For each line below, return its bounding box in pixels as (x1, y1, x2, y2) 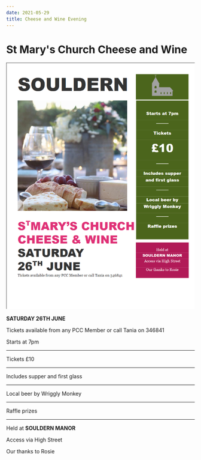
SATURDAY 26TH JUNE (6, 315, 66, 322)
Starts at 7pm (6, 338, 39, 345)
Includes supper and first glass (6, 373, 83, 380)
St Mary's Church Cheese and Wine (6, 43, 187, 56)
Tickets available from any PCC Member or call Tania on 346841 (6, 327, 165, 334)
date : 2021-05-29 (6, 10, 50, 16)
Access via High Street (6, 436, 63, 444)
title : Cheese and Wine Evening (6, 16, 87, 22)
